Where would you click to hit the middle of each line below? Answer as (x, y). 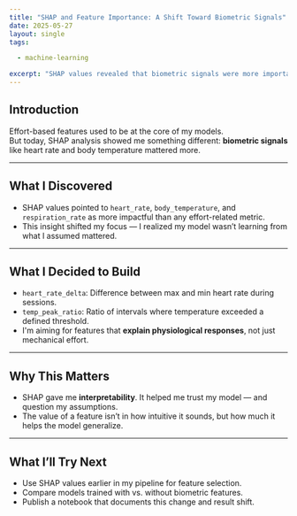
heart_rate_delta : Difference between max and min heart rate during (148, 293)
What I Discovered (61, 186)
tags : (19, 42)
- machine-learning (53, 58)
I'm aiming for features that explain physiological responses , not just (148, 331)
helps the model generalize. (72, 426)
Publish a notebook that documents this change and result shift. (138, 502)
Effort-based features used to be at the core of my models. (116, 131)
